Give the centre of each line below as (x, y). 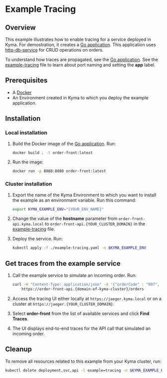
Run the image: (28, 162)
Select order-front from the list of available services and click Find (81, 313)
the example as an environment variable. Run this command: (74, 200)
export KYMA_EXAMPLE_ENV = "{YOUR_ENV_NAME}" (58, 209)
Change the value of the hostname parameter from (65, 219)
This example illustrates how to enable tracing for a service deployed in (78, 39)
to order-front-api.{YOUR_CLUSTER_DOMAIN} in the (95, 224)
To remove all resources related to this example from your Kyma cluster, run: (83, 361)
